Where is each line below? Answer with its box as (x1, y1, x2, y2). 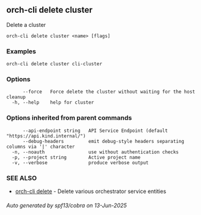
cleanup (6, 94, 26, 100)
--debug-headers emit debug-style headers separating (22, 138, 185, 144)
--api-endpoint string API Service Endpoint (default (22, 128, 168, 134)
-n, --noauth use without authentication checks (12, 149, 179, 155)
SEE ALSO (6, 173, 37, 182)
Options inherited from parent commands (6, 114, 133, 122)
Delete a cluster (6, 21, 46, 28)
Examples (6, 47, 37, 56)
